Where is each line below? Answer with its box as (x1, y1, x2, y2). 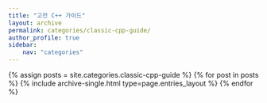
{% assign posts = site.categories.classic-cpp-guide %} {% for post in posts (8, 71, 259, 79)
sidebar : (8, 41, 37, 49)
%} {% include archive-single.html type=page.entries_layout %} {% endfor (8, 78, 253, 88)
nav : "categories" (22, 48, 83, 56)
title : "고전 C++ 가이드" (8, 11, 86, 20)
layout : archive (8, 19, 62, 27)
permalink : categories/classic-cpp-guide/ (8, 26, 151, 34)
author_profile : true (8, 33, 80, 42)
